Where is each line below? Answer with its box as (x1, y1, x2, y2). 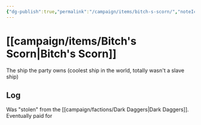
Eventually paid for (6, 112, 53, 120)
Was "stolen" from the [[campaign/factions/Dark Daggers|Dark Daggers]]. (6, 106, 190, 113)
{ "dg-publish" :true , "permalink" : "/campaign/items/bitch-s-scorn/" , (6, 8, 178, 15)
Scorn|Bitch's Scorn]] (6, 47, 117, 60)
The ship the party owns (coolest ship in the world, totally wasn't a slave (6, 67, 184, 74)
